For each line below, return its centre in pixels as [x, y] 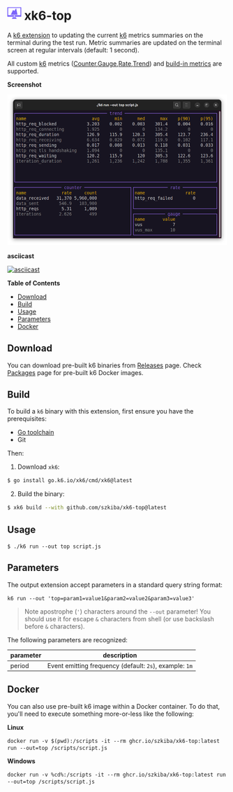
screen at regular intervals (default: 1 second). [73, 50]
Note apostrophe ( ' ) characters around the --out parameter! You [118, 611]
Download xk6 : [38, 467]
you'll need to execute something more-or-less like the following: [100, 714]
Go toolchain [36, 432]
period [20, 665]
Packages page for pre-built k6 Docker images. [75, 372]
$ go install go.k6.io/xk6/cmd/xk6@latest [70, 481]
